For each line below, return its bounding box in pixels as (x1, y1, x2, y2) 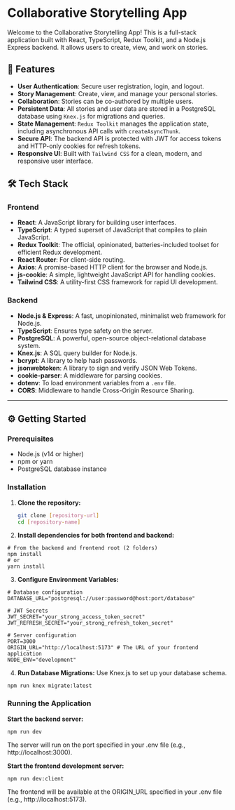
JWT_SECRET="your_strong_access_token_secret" (7, 613, 145, 620)
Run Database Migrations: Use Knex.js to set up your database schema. (17, 669, 227, 677)
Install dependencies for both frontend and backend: (17, 531, 175, 540)
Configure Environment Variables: (17, 576, 119, 584)
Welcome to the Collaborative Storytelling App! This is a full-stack (7, 28, 197, 36)
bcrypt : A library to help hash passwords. (17, 356, 138, 364)
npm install (7, 551, 42, 558)
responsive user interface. (17, 157, 93, 165)
